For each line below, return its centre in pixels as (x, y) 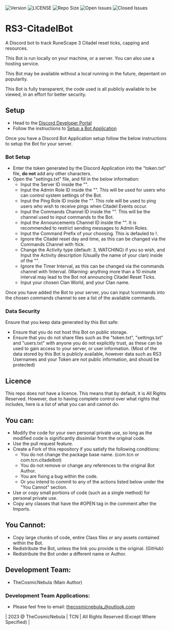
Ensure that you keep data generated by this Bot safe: (62, 322)
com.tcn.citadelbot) (41, 460)
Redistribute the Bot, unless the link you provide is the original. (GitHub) (88, 548)
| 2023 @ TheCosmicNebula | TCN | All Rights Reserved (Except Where (81, 616)
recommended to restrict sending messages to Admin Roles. (84, 228)
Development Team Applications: (48, 596)
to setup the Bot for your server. (39, 144)
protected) (24, 365)
